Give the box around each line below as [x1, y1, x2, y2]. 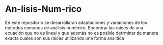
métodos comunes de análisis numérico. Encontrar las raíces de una [5, 24, 143, 30]
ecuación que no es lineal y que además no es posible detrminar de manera [5, 30, 159, 36]
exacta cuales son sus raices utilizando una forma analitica [5, 35, 124, 41]
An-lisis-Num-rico [5, 3, 82, 15]
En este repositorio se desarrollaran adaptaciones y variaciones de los [5, 20, 147, 25]
